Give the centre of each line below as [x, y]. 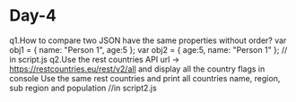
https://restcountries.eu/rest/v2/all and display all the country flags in [137, 69]
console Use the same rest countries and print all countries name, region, [145, 78]
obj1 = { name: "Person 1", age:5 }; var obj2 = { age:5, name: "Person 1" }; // [148, 49]
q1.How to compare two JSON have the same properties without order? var [148, 40]
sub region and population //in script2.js [83, 88]
